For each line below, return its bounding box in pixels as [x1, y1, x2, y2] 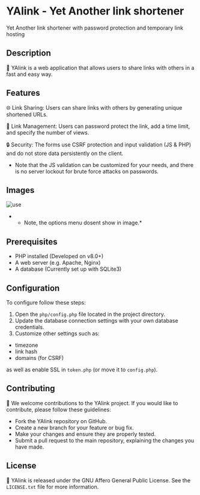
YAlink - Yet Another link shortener [6, 4, 184, 18]
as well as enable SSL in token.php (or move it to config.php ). [6, 366, 158, 373]
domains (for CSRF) [14, 355, 64, 361]
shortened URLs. [6, 110, 48, 118]
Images [6, 185, 35, 195]
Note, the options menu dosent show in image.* [23, 219, 142, 227]
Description [6, 48, 51, 58]
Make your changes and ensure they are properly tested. [14, 430, 156, 438]
